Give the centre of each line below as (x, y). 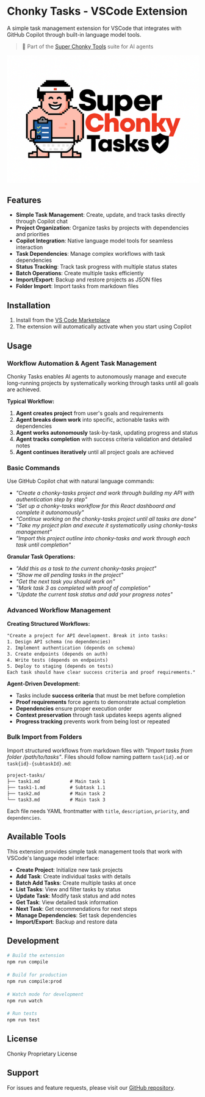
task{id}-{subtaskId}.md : (39, 763)
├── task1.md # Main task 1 (56, 781)
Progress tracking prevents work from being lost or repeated (93, 721)
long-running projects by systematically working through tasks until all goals (103, 383)
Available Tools (37, 837)
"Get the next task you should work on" (65, 582)
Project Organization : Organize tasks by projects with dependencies (102, 228)
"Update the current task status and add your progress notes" (94, 595)
